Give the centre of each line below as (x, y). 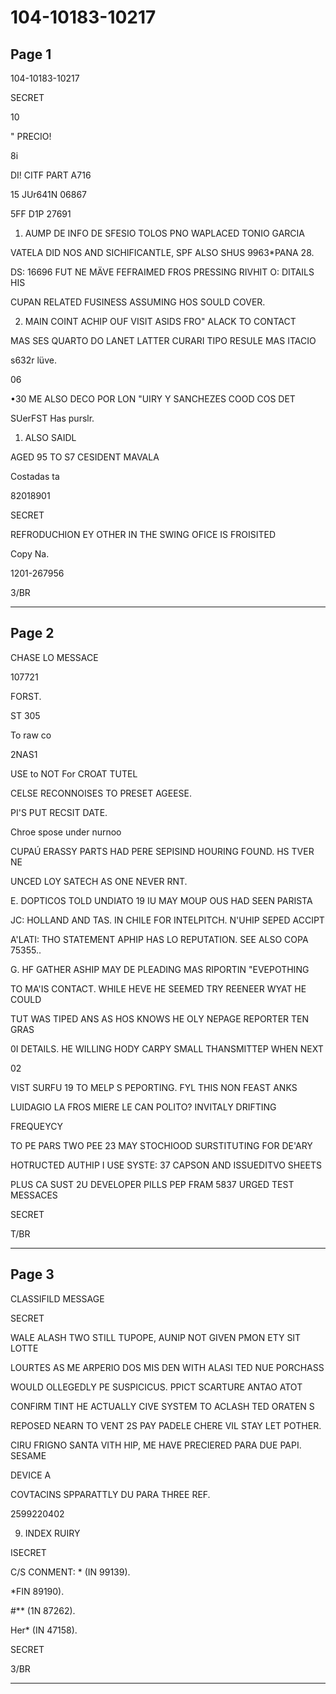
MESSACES (34, 1195)
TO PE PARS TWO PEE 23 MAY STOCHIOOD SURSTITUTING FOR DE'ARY (161, 1145)
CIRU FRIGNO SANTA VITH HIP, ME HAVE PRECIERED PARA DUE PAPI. (156, 1445)
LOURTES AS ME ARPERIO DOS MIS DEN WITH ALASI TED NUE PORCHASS (167, 1367)
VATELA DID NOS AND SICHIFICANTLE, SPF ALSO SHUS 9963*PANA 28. (162, 252)
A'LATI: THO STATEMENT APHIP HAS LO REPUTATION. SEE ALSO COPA (159, 939)
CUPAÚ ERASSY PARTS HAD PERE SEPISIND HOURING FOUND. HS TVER (162, 851)
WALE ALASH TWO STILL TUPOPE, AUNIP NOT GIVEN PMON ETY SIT (156, 1337)
